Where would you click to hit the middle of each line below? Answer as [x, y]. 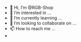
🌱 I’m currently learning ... [36, 18]
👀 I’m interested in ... [30, 13]
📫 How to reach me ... [32, 29]
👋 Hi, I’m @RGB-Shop [31, 8]
